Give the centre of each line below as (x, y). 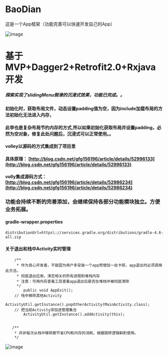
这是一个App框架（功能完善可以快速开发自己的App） (60, 24)
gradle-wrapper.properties (34, 222)
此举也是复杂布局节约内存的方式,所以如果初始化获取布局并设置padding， (81, 127)
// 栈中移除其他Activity (38, 295)
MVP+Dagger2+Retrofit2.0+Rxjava (81, 67)
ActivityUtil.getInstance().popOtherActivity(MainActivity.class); (78, 304)
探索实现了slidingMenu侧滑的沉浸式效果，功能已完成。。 (65, 95)
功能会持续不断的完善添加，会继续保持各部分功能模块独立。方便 (83, 202)
